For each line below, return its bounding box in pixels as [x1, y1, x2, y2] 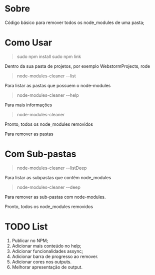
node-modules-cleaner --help [16, 92, 79, 98]
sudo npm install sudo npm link [16, 53, 81, 59]
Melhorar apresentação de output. [11, 264, 83, 270]
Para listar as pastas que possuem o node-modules [4, 82, 111, 88]
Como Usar [4, 37, 52, 48]
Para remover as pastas [4, 131, 53, 137]
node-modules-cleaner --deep [16, 184, 81, 190]
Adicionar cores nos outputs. [11, 259, 72, 265]
